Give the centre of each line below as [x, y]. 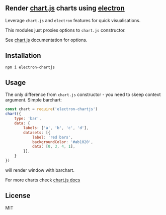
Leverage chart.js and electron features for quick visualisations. [73, 20]
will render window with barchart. [40, 170]
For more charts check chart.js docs [43, 180]
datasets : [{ [37, 133]
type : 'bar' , [28, 119]
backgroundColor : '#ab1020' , [63, 142]
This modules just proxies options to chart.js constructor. [65, 30]
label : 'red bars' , [52, 137]
